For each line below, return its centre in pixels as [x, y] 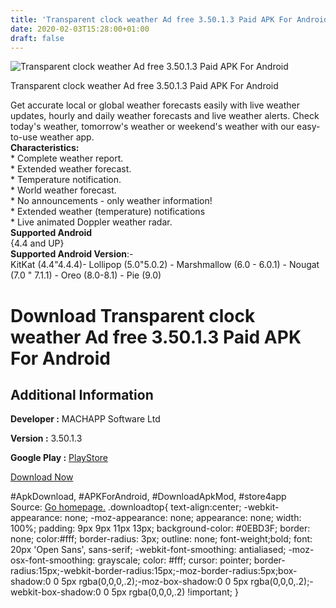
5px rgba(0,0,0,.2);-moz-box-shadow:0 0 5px [155, 582]
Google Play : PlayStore [59, 458]
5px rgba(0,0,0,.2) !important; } [175, 592]
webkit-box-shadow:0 [56, 592]
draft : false [37, 38]
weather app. [67, 137]
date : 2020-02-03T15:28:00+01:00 [80, 29]
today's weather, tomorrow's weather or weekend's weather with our [152, 127]
